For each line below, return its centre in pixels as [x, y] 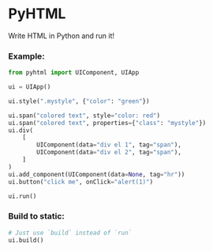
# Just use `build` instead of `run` [70, 233]
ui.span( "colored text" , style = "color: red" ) [84, 116]
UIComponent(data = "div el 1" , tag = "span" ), [109, 145]
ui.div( [21, 130]
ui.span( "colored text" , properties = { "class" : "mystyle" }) [107, 123]
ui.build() [26, 240]
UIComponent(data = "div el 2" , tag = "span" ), [109, 152]
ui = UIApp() [30, 87]
